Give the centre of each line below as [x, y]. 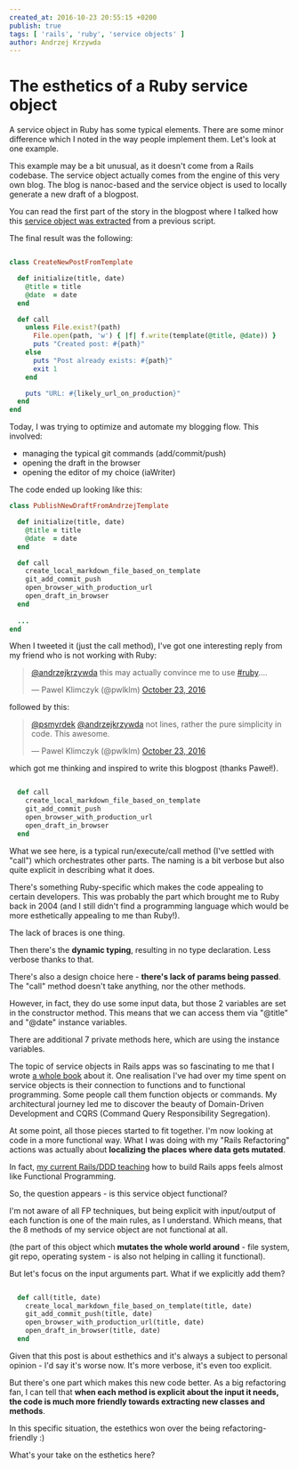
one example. [34, 149]
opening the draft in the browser [81, 463]
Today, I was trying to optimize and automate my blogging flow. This [134, 427]
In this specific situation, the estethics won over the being [115, 1428]
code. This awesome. [70, 734]
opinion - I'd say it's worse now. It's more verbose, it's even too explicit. [141, 1365]
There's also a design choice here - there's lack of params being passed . [145, 976]
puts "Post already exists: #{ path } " [103, 360]
